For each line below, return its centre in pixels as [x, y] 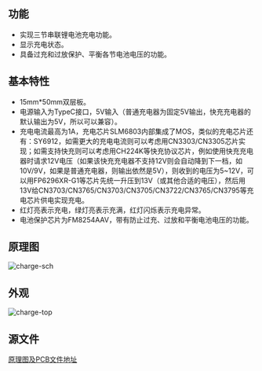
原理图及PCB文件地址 [43, 359]
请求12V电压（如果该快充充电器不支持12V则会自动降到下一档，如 [138, 160]
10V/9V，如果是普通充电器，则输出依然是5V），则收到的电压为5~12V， [133, 171]
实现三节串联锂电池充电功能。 [67, 35]
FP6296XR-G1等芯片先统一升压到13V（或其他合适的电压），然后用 [139, 180]
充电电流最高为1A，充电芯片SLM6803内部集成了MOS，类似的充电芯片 [133, 131]
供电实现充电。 [64, 200]
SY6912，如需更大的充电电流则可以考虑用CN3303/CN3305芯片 [136, 141]
